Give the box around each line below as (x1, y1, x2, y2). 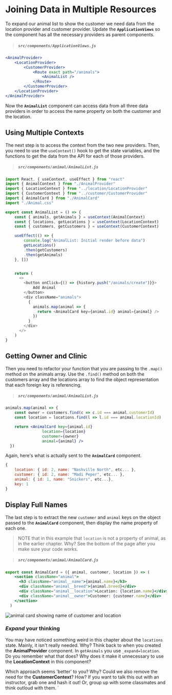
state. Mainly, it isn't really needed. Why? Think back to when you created (5, 642, 161, 648)
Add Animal (32, 285, 56, 290)
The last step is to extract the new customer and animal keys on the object (5, 514, 161, 520)
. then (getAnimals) (24, 252, 63, 257)
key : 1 (14, 481, 29, 487)
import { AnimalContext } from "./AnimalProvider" (5, 181, 116, 187)
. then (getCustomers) (24, 247, 68, 252)
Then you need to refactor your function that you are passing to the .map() (5, 365, 163, 371)
